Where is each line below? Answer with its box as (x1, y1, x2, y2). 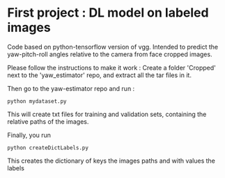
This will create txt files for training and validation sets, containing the (7, 110, 207, 118)
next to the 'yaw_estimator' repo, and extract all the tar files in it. (7, 71, 192, 79)
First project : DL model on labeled (7, 5, 209, 21)
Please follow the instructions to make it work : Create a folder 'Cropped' (7, 63, 216, 72)
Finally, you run (7, 131, 51, 139)
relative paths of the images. (7, 117, 89, 126)
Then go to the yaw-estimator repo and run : (7, 84, 135, 92)
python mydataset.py (7, 97, 68, 105)
